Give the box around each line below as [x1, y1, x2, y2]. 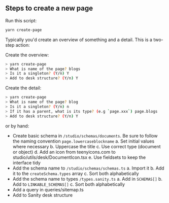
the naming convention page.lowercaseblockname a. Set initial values [12, 138, 155, 144]
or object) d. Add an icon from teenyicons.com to [12, 149, 116, 155]
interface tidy [12, 159, 41, 165]
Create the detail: [5, 85, 42, 91]
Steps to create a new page [5, 4, 93, 13]
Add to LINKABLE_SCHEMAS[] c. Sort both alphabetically [12, 181, 125, 187]
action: [15, 42, 30, 48]
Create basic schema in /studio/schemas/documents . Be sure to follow [12, 132, 158, 139]
